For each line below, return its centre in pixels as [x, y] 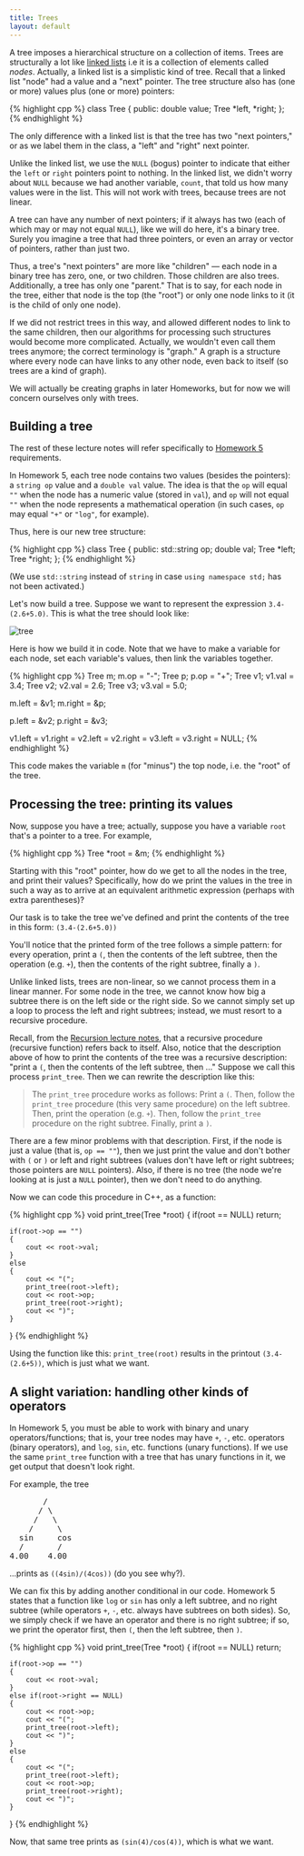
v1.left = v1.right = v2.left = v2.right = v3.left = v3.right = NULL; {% [134, 738]
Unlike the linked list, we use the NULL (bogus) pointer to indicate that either [150, 163]
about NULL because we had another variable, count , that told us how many [149, 182]
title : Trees [34, 18]
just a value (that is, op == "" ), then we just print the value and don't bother [150, 1150]
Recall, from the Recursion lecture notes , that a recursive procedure [136, 1038]
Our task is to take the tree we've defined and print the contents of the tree [149, 918]
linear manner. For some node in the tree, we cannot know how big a [137, 991]
